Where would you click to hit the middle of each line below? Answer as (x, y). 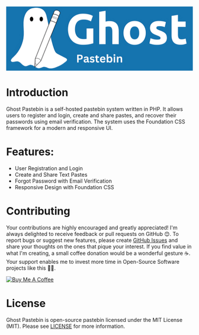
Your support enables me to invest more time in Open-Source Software (93, 262)
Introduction (37, 93)
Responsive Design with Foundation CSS (64, 187)
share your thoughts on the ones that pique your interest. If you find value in (99, 247)
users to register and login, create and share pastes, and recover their (91, 116)
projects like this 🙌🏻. (31, 268)
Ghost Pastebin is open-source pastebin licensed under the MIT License (94, 320)
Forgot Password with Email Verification (63, 181)
